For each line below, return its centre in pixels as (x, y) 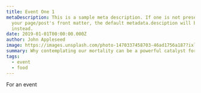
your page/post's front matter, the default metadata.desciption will (101, 23)
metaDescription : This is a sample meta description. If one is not (93, 17)
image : (14, 46)
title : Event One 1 (31, 12)
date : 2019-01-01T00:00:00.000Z (46, 34)
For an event (22, 85)
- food (20, 67)
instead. (22, 28)
